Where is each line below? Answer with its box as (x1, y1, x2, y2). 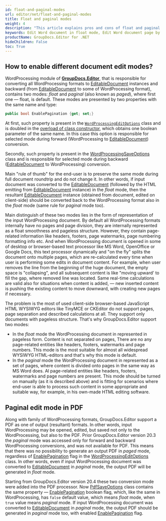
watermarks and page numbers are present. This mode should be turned (12, 373, 161, 379)
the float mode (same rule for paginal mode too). (5, 202, 105, 208)
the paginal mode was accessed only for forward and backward (5, 437, 136, 443)
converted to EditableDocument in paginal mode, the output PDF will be (5, 464, 152, 470)
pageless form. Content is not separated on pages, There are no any (12, 336, 152, 342)
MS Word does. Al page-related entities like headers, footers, (12, 368, 137, 374)
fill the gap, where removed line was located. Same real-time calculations (5, 275, 155, 281)
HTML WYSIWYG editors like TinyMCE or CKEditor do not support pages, (5, 306, 155, 312)
